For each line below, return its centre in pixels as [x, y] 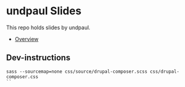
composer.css [22, 77]
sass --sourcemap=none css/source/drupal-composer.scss [77, 72]
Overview [26, 39]
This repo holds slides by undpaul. [48, 27]
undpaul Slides [44, 11]
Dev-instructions [38, 58]
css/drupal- [164, 72]
